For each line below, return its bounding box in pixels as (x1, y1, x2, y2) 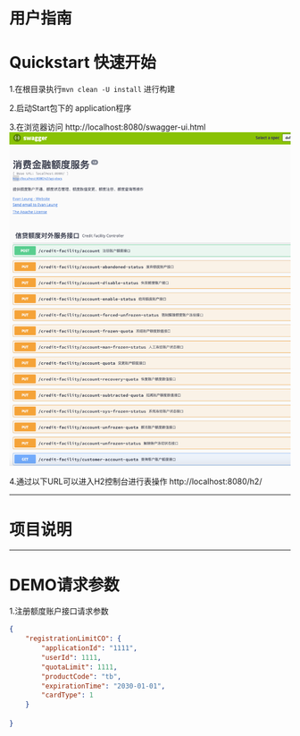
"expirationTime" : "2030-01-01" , (41, 681, 166, 690)
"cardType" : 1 (41, 690, 94, 700)
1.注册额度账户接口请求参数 (9, 605, 109, 617)
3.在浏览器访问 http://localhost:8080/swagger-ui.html (9, 122, 206, 132)
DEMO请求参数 (9, 574, 120, 595)
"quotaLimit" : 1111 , (41, 663, 118, 672)
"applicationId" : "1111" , (41, 644, 138, 653)
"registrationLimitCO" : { (25, 634, 122, 644)
